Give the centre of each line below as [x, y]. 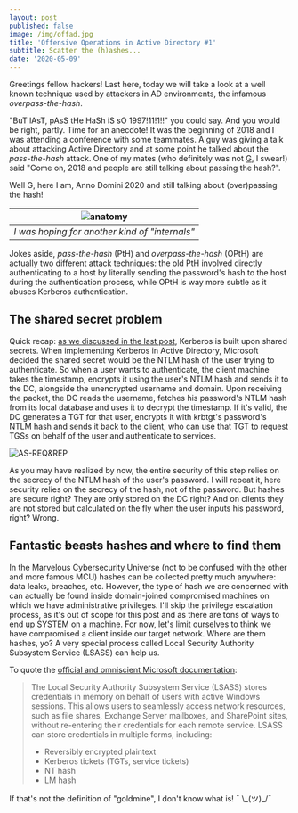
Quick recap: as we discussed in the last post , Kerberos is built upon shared [148, 341]
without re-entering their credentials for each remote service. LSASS [157, 725]
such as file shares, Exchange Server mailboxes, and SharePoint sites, [160, 715]
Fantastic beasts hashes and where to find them [145, 546]
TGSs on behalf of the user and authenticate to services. [113, 435]
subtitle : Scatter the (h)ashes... [75, 51]
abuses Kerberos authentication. [69, 292]
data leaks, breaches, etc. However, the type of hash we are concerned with [149, 586]
